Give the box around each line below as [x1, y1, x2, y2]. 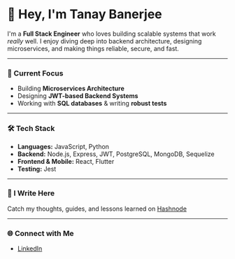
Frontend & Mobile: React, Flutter [17, 157, 115, 165]
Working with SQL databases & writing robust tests [17, 99, 167, 108]
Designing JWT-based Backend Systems [17, 92, 138, 100]
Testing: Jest [17, 164, 57, 173]
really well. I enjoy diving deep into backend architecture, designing [7, 36, 202, 45]
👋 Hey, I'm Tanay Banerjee [7, 6, 162, 22]
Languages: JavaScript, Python [17, 142, 110, 150]
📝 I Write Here [7, 188, 55, 198]
